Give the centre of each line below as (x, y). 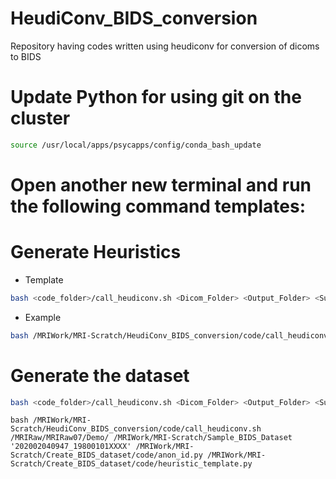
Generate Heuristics (96, 252)
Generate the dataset (100, 375)
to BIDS (26, 56)
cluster (40, 118)
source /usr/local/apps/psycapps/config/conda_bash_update (136, 145)
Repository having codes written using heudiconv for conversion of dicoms (165, 46)
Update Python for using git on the (156, 97)
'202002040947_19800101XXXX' (71, 447)
